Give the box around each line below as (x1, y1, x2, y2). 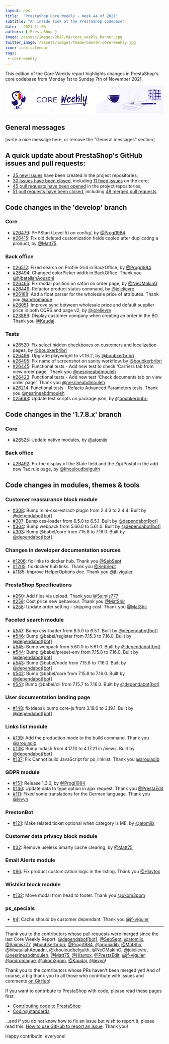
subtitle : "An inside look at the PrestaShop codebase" (5, 19, 125, 24)
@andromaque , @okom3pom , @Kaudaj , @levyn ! (5, 958, 107, 964)
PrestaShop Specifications (5, 581, 72, 588)
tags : (5, 50, 17, 55)
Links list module (5, 723, 48, 730)
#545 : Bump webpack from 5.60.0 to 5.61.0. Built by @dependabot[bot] (12, 644, 161, 650)
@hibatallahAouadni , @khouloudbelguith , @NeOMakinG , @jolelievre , (5, 947, 148, 953)
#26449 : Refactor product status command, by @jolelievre (12, 286, 135, 292)
